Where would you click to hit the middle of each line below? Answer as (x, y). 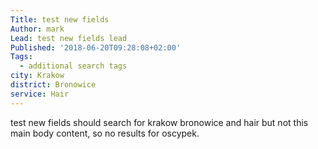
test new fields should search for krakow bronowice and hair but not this (159, 122)
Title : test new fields (60, 19)
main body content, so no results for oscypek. (105, 133)
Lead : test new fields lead (69, 38)
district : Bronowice (53, 85)
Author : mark (37, 29)
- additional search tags (73, 66)
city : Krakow (37, 76)
